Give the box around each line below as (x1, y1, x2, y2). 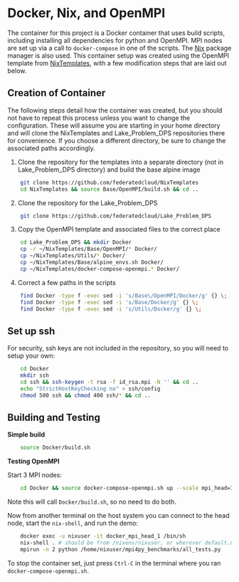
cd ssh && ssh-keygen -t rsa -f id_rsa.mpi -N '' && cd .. (20, 378, 199, 385)
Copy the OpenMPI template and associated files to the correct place (17, 225, 221, 234)
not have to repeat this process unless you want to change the (7, 113, 191, 122)
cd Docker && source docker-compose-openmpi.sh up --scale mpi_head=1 (20, 484, 234, 492)
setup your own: (7, 351, 55, 360)
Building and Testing (7, 411, 101, 423)
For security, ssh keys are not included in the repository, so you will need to (7, 344, 229, 353)
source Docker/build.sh (20, 444, 91, 452)
